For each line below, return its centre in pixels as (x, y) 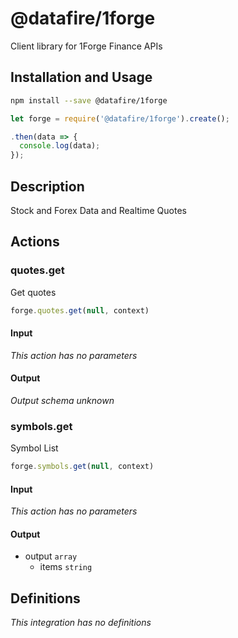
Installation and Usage (81, 77)
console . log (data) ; (60, 146)
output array (51, 556)
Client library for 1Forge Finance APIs (86, 46)
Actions (35, 242)
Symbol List (34, 448)
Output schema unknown (62, 400)
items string (66, 567)
